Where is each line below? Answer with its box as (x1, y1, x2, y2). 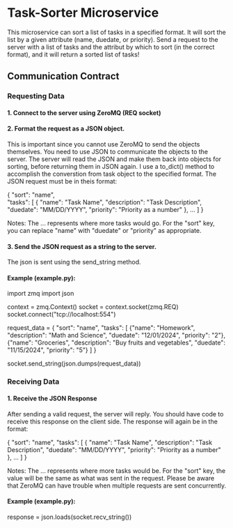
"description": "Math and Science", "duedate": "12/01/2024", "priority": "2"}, (7, 331, 226, 340)
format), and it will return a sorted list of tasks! (7, 50, 140, 59)
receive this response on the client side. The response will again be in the (7, 417, 218, 425)
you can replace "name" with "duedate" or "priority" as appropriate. (7, 227, 202, 235)
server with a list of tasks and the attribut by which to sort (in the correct (7, 43, 215, 51)
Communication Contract (7, 70, 120, 82)
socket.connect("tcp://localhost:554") (7, 310, 116, 319)
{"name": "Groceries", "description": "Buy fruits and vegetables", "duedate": (7, 338, 226, 347)
